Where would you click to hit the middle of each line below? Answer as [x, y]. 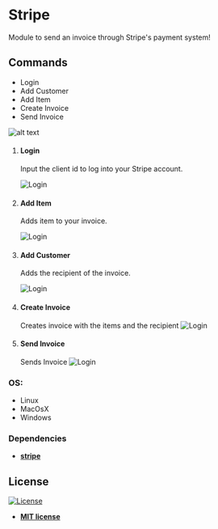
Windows [36, 417]
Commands [38, 63]
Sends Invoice [44, 362]
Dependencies [38, 438]
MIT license [40, 517]
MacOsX [34, 409]
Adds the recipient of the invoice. [75, 273]
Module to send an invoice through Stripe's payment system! [110, 37]
